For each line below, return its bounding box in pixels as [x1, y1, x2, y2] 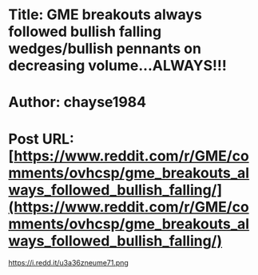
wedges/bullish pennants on [8, 40, 202, 58]
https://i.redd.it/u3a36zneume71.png [8, 258, 129, 268]
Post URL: [8, 130, 74, 148]
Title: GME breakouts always [8, 6, 202, 24]
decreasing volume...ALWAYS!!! [8, 57, 228, 75]
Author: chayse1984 [8, 94, 147, 111]
